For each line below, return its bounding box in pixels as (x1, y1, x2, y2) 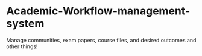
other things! (6, 43, 38, 50)
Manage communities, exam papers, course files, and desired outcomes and (6, 36, 197, 43)
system (6, 17, 45, 30)
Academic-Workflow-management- (6, 4, 191, 18)
